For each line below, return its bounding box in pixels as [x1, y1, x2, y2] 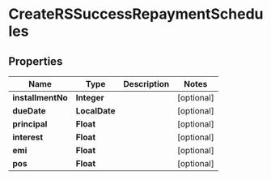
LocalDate [75, 105, 116, 116]
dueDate [12, 105, 46, 116]
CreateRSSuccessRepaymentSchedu [8, 5, 264, 24]
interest [12, 131, 44, 143]
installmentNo [12, 92, 69, 103]
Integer [75, 92, 104, 103]
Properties [8, 54, 63, 68]
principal [12, 118, 48, 130]
